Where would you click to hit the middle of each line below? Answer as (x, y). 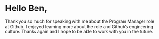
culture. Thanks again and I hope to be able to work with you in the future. (79, 31)
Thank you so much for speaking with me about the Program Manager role (80, 21)
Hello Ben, (26, 8)
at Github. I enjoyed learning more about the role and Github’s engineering (79, 26)
